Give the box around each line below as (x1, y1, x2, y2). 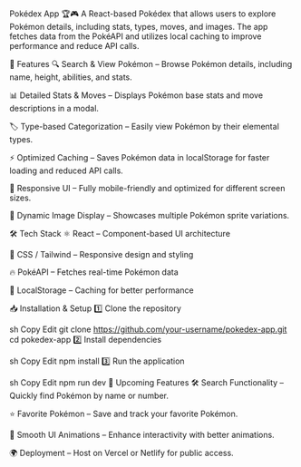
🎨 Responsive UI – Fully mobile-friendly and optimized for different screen (9, 183, 286, 193)
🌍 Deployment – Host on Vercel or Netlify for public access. (9, 448, 234, 458)
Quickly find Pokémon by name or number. (9, 390, 170, 401)
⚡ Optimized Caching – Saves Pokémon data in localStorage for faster (9, 152, 270, 162)
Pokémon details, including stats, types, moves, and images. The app (9, 22, 268, 32)
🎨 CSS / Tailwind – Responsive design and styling (9, 249, 194, 259)
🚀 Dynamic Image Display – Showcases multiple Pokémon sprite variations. (9, 210, 290, 220)
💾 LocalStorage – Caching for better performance (9, 285, 194, 296)
